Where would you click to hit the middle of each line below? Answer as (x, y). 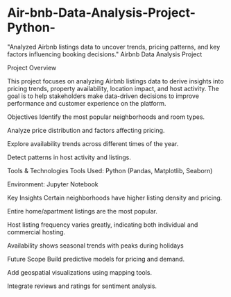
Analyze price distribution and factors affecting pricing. (86, 130)
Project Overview (32, 67)
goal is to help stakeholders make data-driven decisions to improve (103, 96)
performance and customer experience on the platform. (87, 103)
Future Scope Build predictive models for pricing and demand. (96, 259)
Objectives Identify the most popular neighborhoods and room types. (106, 117)
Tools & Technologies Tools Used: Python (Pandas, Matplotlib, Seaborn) (110, 170)
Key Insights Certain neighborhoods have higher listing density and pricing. (115, 198)
